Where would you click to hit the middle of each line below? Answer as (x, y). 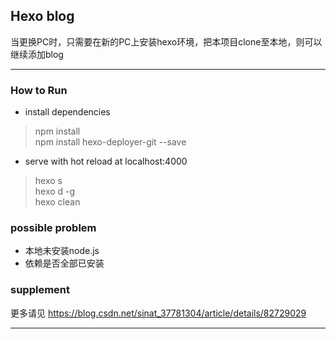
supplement (40, 290)
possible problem (53, 228)
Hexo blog (42, 16)
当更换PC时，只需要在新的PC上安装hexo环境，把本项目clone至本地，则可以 (166, 41)
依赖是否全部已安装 (64, 263)
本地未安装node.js (62, 251)
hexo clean (57, 202)
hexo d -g (55, 191)
